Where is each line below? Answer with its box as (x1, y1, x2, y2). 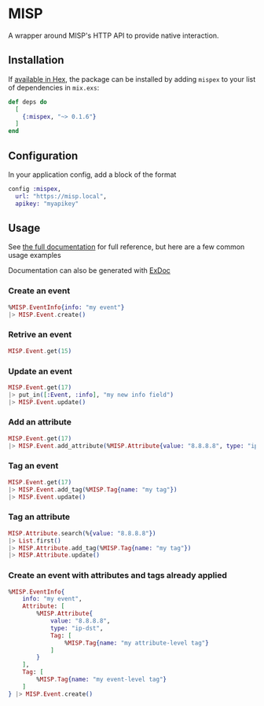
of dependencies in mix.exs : (8, 83, 100, 92)
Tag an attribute (8, 512, 71, 523)
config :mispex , (8, 185, 61, 193)
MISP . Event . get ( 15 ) (8, 347, 72, 355)
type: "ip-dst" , (49, 624, 104, 632)
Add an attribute (8, 417, 72, 428)
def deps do (8, 97, 47, 106)
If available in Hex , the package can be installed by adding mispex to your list (8, 74, 256, 83)
